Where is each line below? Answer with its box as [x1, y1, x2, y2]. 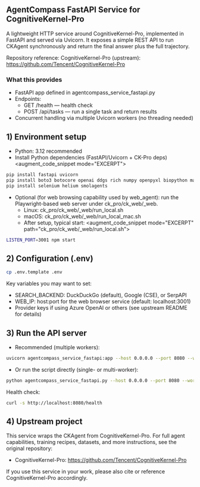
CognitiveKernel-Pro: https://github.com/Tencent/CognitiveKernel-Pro [14, 457, 187, 464]
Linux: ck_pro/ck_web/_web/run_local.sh [23, 206, 124, 214]
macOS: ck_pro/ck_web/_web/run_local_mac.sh [23, 212, 141, 220]
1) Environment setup [6, 131, 87, 142]
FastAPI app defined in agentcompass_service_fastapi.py [14, 89, 156, 96]
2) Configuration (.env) [6, 253, 93, 263]
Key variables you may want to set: [6, 280, 92, 287]
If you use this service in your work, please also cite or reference [6, 468, 165, 475]
